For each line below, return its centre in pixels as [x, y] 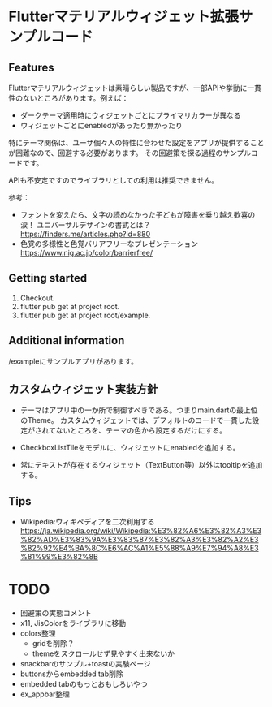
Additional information [67, 341]
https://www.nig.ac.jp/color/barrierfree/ [86, 253]
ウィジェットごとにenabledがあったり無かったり [101, 125]
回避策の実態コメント [56, 613]
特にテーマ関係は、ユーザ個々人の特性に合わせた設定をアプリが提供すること [136, 142]
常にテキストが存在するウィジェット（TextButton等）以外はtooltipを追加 [141, 465]
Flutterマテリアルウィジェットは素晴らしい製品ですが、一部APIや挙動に [128, 88]
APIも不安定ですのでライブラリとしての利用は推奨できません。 [114, 180]
